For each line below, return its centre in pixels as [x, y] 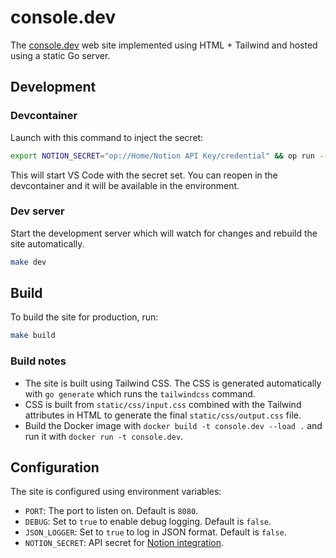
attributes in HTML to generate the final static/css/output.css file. [163, 415]
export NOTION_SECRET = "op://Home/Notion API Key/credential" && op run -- [169, 156]
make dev [28, 262]
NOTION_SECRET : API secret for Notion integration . [124, 543]
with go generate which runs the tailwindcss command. [140, 393]
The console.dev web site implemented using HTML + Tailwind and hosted [164, 45]
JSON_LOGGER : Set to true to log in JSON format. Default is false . [155, 532]
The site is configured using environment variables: [116, 492]
